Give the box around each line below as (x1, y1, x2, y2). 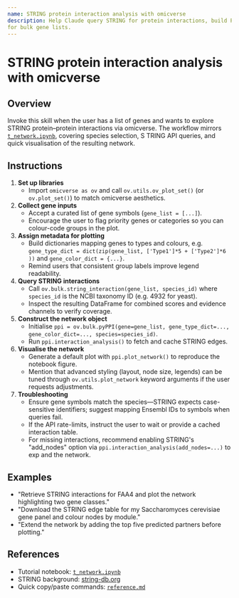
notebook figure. (28, 360, 78, 368)
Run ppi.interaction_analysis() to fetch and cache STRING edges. (28, 337, 228, 346)
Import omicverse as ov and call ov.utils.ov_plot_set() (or (28, 186, 204, 195)
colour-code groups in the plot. (28, 224, 119, 233)
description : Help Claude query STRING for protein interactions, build (7, 17, 228, 24)
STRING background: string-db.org (17, 575, 121, 583)
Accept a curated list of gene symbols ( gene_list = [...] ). (28, 209, 203, 218)
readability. (28, 269, 62, 278)
